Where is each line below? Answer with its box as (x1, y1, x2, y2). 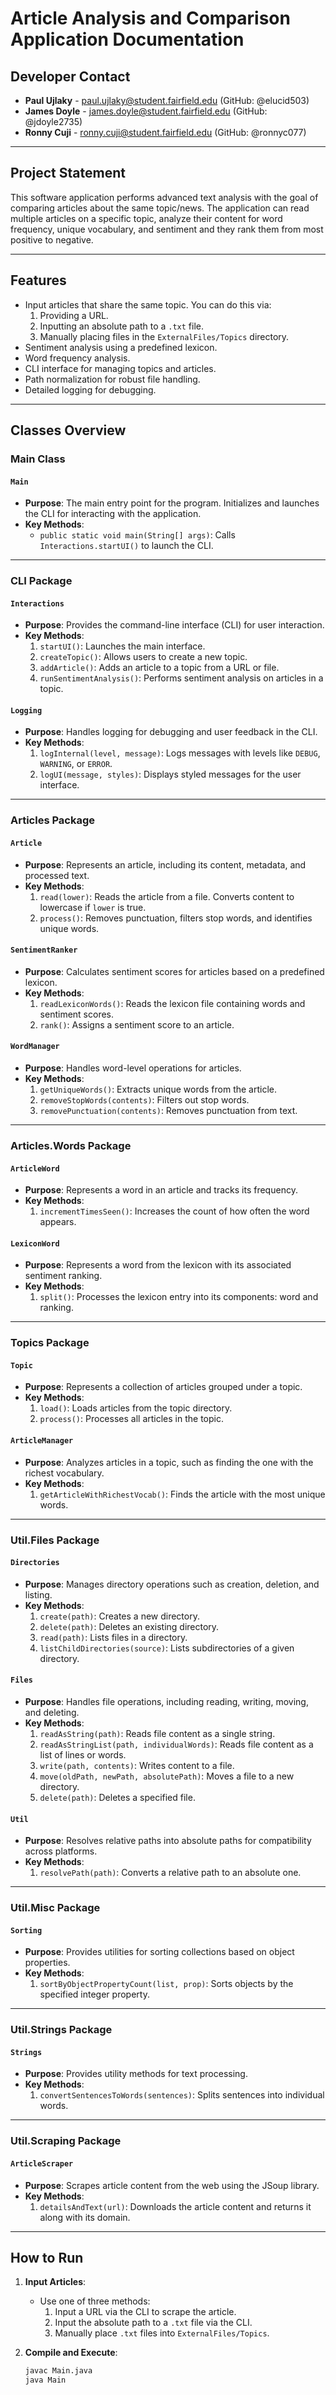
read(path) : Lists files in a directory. (39, 1631, 188, 1643)
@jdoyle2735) (24, 116, 83, 127)
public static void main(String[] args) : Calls (39, 529, 236, 541)
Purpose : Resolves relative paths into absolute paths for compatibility (24, 1835, 312, 1847)
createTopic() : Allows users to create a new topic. (39, 651, 248, 663)
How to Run (10, 2249, 84, 2266)
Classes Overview (10, 422, 127, 439)
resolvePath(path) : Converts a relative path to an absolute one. (39, 1867, 302, 1879)
